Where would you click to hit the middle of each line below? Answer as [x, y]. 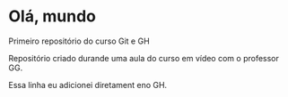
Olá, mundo [52, 16]
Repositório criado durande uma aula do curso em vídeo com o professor [144, 58]
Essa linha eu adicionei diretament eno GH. [88, 85]
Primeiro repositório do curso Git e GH [79, 41]
